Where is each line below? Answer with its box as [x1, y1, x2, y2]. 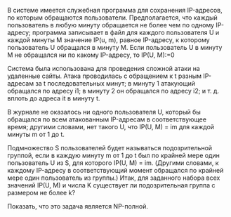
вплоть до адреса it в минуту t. [7, 94, 100, 103]
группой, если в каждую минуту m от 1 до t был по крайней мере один [7, 151, 220, 159]
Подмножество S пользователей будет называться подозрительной [7, 144, 213, 152]
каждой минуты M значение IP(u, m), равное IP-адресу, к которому [7, 36, 210, 44]
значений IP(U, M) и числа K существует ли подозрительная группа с [7, 181, 216, 189]
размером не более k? [7, 189, 76, 197]
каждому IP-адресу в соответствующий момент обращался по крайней [7, 166, 224, 174]
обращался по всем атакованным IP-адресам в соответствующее [7, 115, 207, 124]
